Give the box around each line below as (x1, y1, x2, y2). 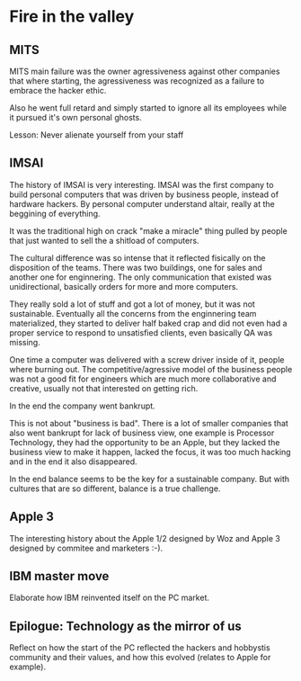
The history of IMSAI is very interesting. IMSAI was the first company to (9, 179, 274, 190)
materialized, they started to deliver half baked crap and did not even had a (9, 318, 288, 328)
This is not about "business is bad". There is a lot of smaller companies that (9, 417, 289, 428)
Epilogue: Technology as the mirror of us (9, 618, 243, 633)
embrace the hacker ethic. (9, 85, 107, 95)
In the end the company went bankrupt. (9, 400, 155, 411)
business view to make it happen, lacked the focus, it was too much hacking (9, 446, 291, 457)
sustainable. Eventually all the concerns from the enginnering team (9, 308, 257, 318)
